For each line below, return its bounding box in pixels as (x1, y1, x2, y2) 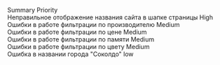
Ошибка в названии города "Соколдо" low (7, 50, 135, 58)
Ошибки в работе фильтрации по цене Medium (7, 28, 147, 36)
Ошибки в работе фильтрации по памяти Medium (7, 35, 155, 44)
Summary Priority (7, 6, 58, 14)
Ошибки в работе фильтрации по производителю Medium (7, 21, 180, 28)
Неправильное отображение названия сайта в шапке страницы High (7, 13, 214, 21)
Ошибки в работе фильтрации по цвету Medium (7, 43, 150, 50)
